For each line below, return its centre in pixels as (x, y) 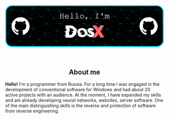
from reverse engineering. (32, 111)
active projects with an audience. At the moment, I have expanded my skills (83, 95)
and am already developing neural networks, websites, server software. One (84, 100)
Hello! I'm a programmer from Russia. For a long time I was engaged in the (82, 84)
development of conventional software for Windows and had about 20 (78, 90)
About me (84, 72)
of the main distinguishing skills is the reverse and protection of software (80, 106)
